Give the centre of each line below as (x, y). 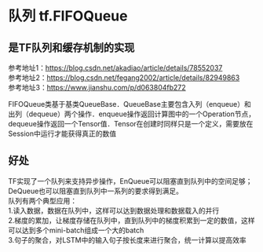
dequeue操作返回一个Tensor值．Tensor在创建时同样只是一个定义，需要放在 (131, 124)
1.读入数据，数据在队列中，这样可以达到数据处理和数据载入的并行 (114, 210)
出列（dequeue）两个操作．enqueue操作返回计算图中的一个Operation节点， (132, 114)
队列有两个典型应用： (42, 200)
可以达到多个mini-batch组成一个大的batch (76, 230)
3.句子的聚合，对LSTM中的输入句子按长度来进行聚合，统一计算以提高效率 (127, 239)
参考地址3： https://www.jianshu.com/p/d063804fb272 (97, 88)
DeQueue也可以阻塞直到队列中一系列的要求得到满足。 (95, 191)
